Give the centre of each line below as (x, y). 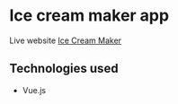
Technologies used (64, 69)
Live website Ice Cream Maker (66, 40)
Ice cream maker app (89, 16)
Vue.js (34, 90)
